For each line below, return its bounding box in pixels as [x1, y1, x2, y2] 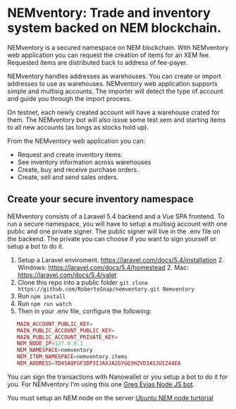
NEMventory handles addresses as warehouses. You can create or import [7, 72, 222, 80]
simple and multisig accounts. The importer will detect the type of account [7, 87, 223, 95]
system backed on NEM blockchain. [7, 20, 222, 36]
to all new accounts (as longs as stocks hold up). [7, 123, 149, 131]
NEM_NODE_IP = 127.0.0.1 [16, 340, 83, 347]
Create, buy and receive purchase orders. [17, 165, 139, 173]
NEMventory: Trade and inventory [7, 5, 211, 21]
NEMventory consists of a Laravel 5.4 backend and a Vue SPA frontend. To [7, 212, 225, 220]
